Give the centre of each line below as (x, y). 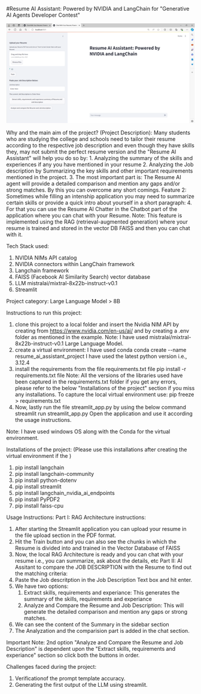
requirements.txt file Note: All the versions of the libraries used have (99, 375)
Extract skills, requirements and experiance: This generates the (102, 592)
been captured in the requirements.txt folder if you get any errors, (96, 381)
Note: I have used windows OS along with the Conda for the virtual (88, 432)
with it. (14, 234)
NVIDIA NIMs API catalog (46, 258)
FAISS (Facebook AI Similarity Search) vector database (83, 277)
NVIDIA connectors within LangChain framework (74, 264)
